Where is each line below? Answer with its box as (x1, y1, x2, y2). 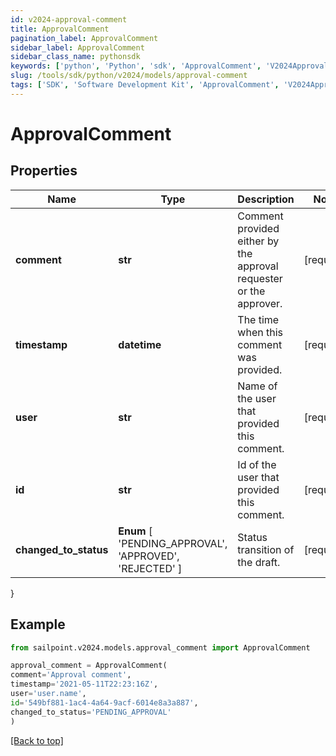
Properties (10, 162, 78, 180)
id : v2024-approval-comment (10, 14, 128, 25)
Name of (237, 379, 278, 393)
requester (237, 271, 283, 285)
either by (237, 234, 280, 248)
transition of (237, 542, 295, 556)
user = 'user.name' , (10, 689, 87, 699)
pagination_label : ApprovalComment (10, 33, 159, 43)
